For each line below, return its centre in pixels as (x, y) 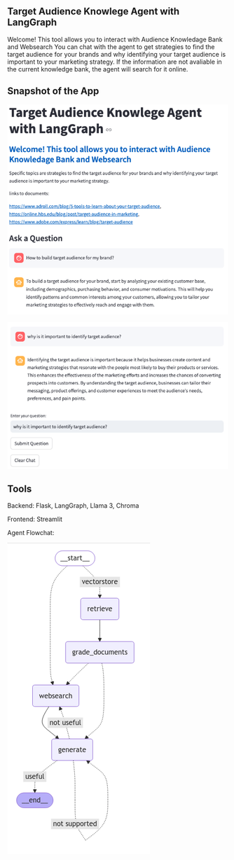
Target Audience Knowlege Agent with (94, 12)
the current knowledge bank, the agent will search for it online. (98, 69)
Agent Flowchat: (31, 532)
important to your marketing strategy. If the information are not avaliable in (115, 62)
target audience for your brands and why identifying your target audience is (117, 54)
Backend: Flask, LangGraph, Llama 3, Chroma (73, 505)
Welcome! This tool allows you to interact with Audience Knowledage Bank (115, 39)
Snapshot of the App (53, 91)
